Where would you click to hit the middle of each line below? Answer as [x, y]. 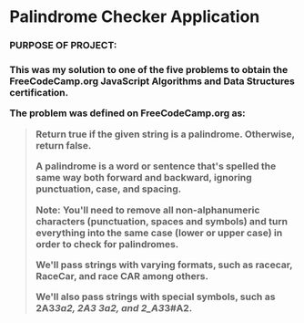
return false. [64, 145]
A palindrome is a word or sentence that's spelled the [156, 166]
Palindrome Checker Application [135, 17]
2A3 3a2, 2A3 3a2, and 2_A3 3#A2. [114, 308]
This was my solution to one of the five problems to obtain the [149, 70]
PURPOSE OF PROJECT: [63, 46]
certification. [39, 93]
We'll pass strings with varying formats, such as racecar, [164, 265]
